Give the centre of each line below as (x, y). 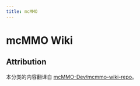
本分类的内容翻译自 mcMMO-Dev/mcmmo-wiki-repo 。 (71, 77)
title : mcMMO (22, 11)
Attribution (26, 62)
